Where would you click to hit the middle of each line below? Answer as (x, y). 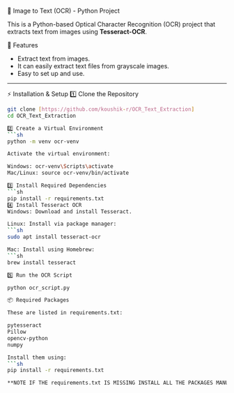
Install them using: (37, 357)
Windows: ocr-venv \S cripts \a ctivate (60, 167)
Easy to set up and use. (51, 74)
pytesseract (24, 325)
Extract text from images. (54, 59)
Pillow (17, 332)
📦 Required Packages (38, 300)
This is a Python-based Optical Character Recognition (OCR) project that (111, 24)
